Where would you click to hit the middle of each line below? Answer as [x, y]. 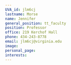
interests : [16, 55]
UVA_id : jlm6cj [20, 10]
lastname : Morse [21, 14]
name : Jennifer [20, 19]
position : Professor [26, 28]
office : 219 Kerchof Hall [31, 32]
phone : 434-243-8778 [26, 37]
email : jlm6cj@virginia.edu [34, 42]
